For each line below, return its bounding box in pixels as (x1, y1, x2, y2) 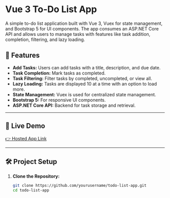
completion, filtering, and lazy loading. (5, 36, 85, 43)
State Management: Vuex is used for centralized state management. (12, 91, 156, 97)
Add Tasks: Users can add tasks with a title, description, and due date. (12, 64, 161, 70)
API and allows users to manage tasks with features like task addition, (5, 31, 151, 37)
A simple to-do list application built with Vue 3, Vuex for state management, (5, 20, 163, 26)
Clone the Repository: (12, 173, 60, 179)
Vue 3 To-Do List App (5, 4, 97, 15)
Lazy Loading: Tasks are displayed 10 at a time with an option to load (12, 81, 157, 87)
